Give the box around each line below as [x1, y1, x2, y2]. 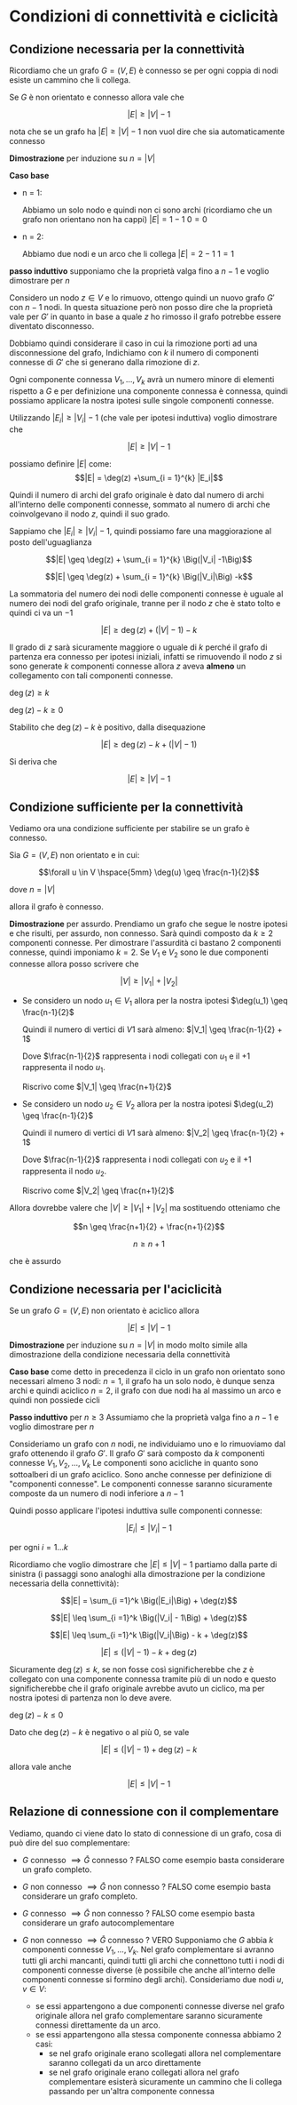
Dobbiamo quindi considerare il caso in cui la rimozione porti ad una [9, 338, 258, 348]
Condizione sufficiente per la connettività [9, 799, 244, 814]
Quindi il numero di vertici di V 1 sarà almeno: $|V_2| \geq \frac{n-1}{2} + [21, 1127, 285, 1138]
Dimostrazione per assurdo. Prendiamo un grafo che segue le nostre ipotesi [9, 918, 288, 930]
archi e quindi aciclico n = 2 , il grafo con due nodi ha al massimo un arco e [9, 1385, 282, 1397]
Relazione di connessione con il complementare [9, 1805, 279, 1820]
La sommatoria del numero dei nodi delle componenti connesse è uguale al [9, 588, 284, 599]
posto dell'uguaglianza [9, 537, 92, 548]
